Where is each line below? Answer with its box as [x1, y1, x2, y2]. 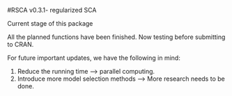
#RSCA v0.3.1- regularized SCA [7, 6, 97, 14]
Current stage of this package [7, 19, 93, 27]
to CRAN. [7, 40, 34, 48]
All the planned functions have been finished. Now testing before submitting [7, 33, 226, 41]
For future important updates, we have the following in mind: [7, 54, 181, 62]
